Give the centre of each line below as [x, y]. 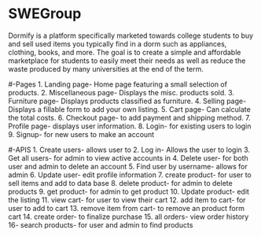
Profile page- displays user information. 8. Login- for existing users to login [130, 126]
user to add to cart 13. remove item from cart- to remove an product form [127, 208]
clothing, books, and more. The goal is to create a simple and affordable [125, 52]
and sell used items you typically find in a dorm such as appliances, [118, 43]
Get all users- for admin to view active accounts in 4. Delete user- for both [129, 157]
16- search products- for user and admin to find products [101, 224]
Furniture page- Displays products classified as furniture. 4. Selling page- [127, 101]
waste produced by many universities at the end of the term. [106, 69]
